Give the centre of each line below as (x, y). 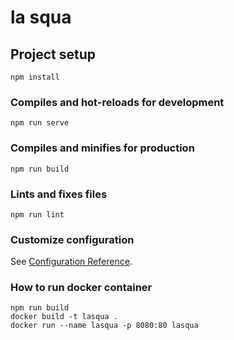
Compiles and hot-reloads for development (117, 102)
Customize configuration (72, 239)
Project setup (53, 54)
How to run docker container (81, 288)
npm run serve (40, 123)
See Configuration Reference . (71, 262)
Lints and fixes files (59, 194)
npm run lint (37, 214)
